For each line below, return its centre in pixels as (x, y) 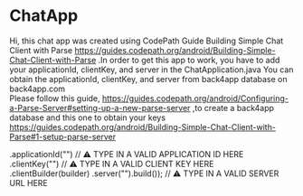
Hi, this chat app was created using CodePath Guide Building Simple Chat (147, 41)
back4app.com (38, 89)
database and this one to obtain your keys (87, 117)
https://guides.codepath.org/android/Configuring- (196, 98)
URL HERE (28, 182)
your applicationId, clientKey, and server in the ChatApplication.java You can (151, 70)
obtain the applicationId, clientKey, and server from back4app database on (148, 79)
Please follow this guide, (55, 98)
